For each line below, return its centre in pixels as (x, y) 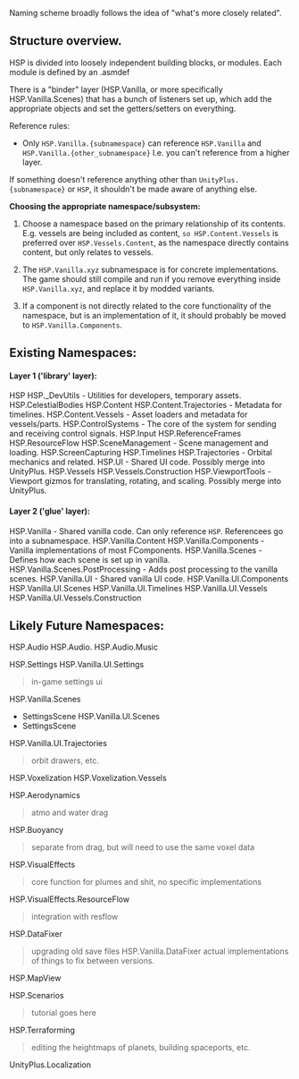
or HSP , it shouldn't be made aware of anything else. (162, 189)
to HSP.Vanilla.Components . (72, 325)
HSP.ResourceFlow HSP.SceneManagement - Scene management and (139, 443)
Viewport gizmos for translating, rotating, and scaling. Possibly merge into (145, 481)
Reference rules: (39, 125)
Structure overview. (66, 41)
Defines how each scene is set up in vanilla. (90, 559)
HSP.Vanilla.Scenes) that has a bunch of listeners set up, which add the (141, 98)
